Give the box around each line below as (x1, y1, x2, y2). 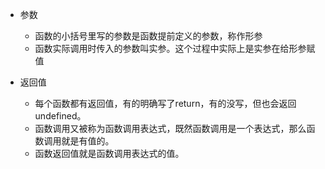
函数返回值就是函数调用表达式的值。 (34, 148, 185, 159)
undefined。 (34, 110, 87, 122)
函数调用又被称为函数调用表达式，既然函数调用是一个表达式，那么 (34, 123, 307, 134)
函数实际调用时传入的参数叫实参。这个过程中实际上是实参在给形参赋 (34, 43, 316, 54)
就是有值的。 (61, 135, 115, 147)
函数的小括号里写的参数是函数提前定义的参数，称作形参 (34, 30, 263, 42)
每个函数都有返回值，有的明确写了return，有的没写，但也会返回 (34, 98, 297, 109)
